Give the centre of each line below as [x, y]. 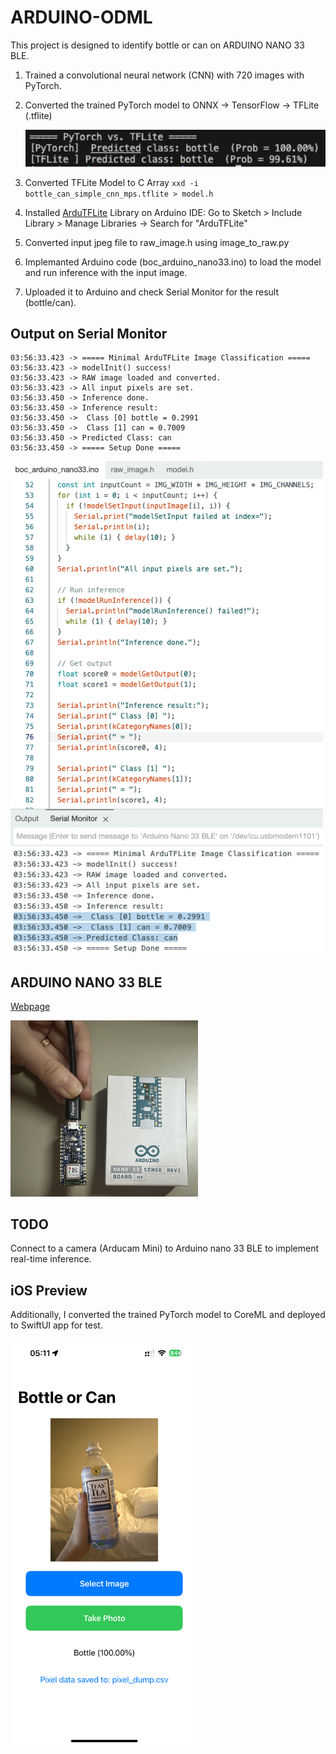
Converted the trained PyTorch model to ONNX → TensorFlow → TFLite [172, 105]
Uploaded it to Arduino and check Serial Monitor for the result [151, 292]
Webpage [30, 1007]
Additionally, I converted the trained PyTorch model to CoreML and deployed [168, 1315]
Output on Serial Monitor [89, 333]
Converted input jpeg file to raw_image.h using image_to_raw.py [157, 242]
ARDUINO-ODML [81, 17]
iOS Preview [49, 1290]
